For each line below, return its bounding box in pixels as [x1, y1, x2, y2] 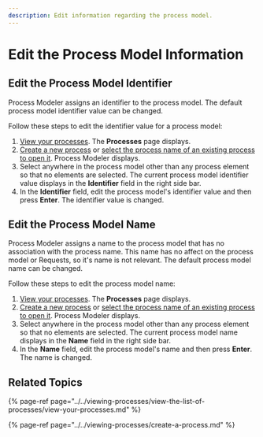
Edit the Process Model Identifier [8, 76, 172, 91]
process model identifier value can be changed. [8, 106, 163, 115]
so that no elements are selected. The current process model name [19, 328, 239, 337]
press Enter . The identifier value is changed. [19, 194, 165, 205]
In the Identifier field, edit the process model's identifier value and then [19, 187, 252, 196]
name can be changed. [8, 264, 83, 273]
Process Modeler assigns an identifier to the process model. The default [8, 98, 243, 107]
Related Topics [8, 376, 83, 389]
